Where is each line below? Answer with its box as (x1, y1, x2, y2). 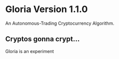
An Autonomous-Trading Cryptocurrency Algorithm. (5, 20, 114, 26)
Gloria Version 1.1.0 (5, 4, 88, 15)
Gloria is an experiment (5, 48, 54, 54)
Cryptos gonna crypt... (5, 35, 80, 43)
